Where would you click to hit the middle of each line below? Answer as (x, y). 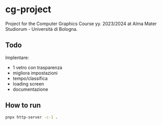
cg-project (28, 9)
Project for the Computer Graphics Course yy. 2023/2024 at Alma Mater (81, 24)
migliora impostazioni (35, 73)
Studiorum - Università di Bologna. (42, 29)
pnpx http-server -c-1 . (32, 117)
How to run (23, 105)
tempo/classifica (30, 78)
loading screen (28, 84)
